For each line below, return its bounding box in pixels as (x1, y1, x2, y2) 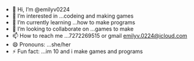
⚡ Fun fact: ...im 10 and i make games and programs (12, 48, 143, 55)
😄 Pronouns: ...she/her (12, 41, 71, 48)
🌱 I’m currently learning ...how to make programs (12, 19, 136, 26)
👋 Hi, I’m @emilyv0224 (12, 6, 70, 13)
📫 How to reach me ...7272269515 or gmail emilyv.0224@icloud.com (12, 32, 188, 39)
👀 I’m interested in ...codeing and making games (12, 12, 134, 20)
